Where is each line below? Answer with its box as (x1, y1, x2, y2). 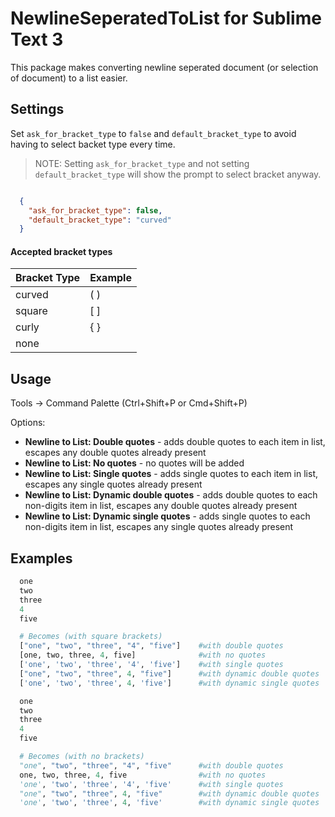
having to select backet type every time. (10, 138, 176, 150)
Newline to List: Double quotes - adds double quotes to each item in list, (24, 436, 326, 448)
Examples (10, 550, 73, 567)
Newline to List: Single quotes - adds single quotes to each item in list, (24, 468, 318, 480)
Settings (10, 101, 65, 118)
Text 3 (10, 28, 64, 51)
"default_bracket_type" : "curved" (28, 215, 172, 225)
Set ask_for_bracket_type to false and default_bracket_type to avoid (10, 127, 297, 139)
